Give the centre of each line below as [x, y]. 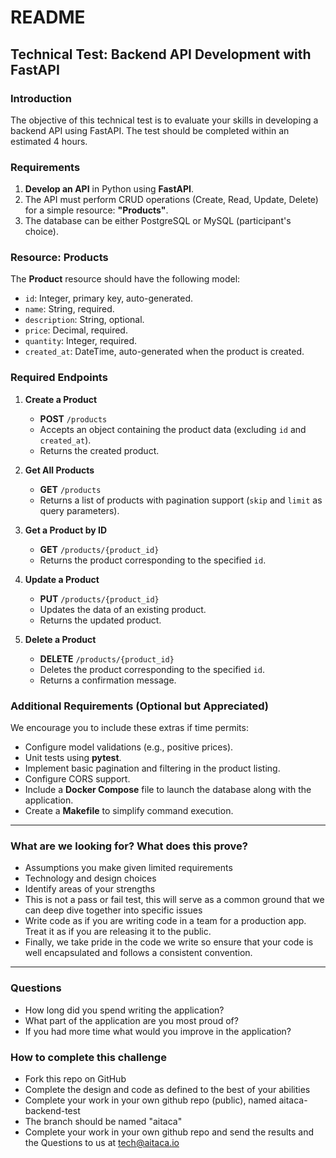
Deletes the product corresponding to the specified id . [152, 669]
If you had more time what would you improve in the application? [158, 1031]
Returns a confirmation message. [108, 680]
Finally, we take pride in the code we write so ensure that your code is [169, 942]
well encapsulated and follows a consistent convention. [138, 953]
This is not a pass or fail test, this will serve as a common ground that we [174, 900]
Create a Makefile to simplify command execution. [129, 811]
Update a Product [62, 579]
